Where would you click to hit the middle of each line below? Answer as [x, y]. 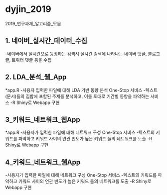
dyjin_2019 [28, 9]
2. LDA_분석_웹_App [36, 77]
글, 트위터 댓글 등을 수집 [28, 60]
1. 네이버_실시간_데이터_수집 [46, 41]
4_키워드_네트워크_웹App [43, 162]
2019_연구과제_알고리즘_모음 [33, 23]
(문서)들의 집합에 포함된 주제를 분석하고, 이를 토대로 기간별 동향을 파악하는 [77, 96]
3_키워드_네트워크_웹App [43, 120]
